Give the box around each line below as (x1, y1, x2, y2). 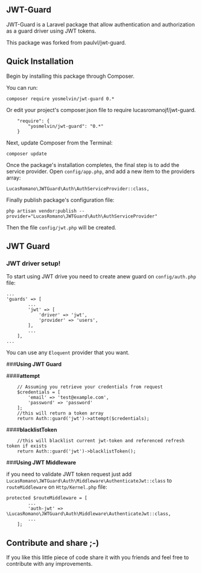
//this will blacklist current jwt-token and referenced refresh (17, 438, 185, 444)
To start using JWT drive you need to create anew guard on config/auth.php (6, 273, 197, 280)
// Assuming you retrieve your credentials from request (17, 384, 163, 390)
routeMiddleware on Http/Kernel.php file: (6, 483, 107, 490)
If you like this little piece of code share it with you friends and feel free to (6, 554, 189, 561)
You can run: (6, 84, 38, 91)
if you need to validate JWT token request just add (6, 471, 132, 478)
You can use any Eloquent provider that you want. (6, 349, 130, 356)
